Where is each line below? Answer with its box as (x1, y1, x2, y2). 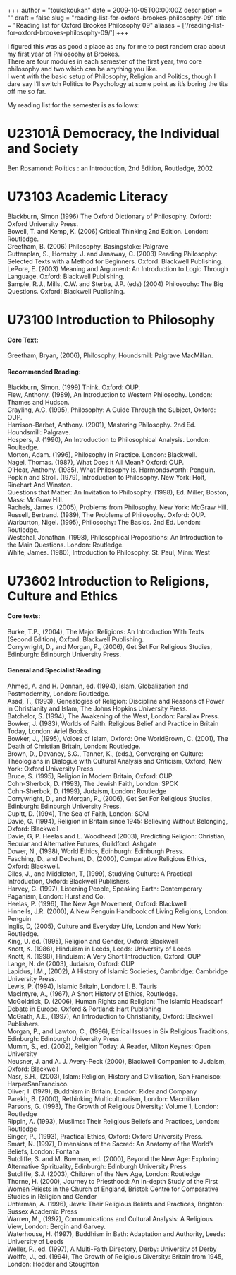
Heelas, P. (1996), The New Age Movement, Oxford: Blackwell (7, 900, 187, 908)
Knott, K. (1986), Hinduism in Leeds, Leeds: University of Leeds (7, 944, 192, 953)
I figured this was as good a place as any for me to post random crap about (7, 42, 226, 50)
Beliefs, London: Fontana (7, 1147, 80, 1156)
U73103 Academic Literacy (7, 189, 168, 205)
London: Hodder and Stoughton (7, 1260, 99, 1269)
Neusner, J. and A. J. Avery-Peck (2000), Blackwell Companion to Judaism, (7, 1057, 227, 1066)
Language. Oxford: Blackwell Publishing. (7, 272, 125, 280)
